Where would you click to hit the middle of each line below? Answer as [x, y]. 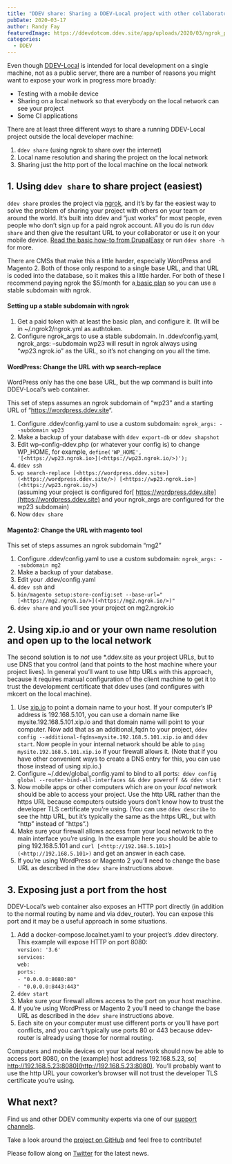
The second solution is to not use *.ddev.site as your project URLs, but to [111, 657]
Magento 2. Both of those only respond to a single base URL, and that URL [113, 268]
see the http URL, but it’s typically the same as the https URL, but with [116, 817]
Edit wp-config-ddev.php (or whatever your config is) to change [108, 445]
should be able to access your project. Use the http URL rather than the [119, 795]
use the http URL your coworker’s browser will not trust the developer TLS [113, 1073]
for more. [20, 247]
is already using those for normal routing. [95, 1038]
